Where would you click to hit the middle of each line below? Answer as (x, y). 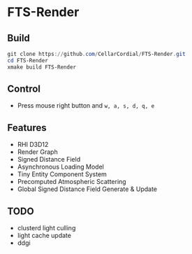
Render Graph (37, 152)
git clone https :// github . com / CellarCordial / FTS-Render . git (97, 54)
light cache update (44, 236)
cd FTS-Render (28, 60)
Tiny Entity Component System (62, 174)
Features (27, 128)
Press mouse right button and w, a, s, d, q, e (86, 106)
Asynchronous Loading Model (61, 167)
